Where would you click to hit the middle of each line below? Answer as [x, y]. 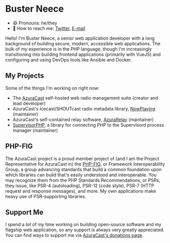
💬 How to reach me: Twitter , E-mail [49, 28]
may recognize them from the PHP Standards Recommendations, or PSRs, [83, 180]
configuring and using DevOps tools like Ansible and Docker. [69, 59]
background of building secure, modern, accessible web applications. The [83, 43]
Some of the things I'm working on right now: [53, 88]
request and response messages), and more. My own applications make [81, 191]
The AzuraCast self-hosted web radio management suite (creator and [85, 98]
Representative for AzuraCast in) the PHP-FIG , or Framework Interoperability [85, 164]
